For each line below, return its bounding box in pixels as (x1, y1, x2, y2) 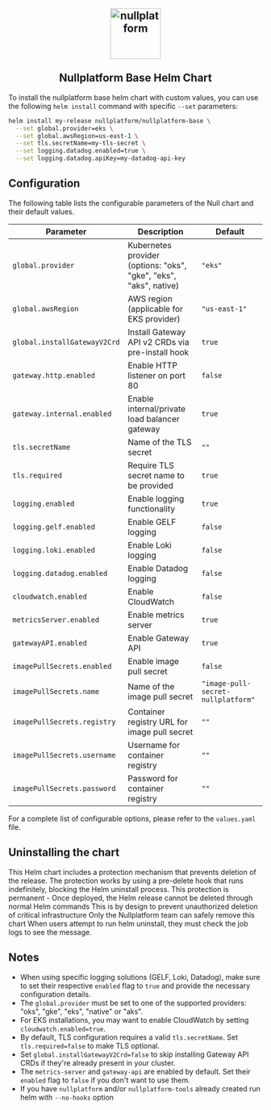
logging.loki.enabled (12, 545, 95, 554)
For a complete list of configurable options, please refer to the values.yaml (8, 814, 256, 823)
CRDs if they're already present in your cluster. (19, 1057, 176, 1067)
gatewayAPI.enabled (12, 638, 87, 647)
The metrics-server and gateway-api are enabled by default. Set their (19, 1066, 252, 1076)
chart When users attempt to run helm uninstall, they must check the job (8, 919, 248, 928)
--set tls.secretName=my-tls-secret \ (15, 139, 147, 148)
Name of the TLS (127, 436, 192, 448)
